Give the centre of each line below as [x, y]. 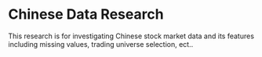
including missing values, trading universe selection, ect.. [101, 44]
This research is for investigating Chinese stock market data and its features [131, 36]
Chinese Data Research [86, 14]
